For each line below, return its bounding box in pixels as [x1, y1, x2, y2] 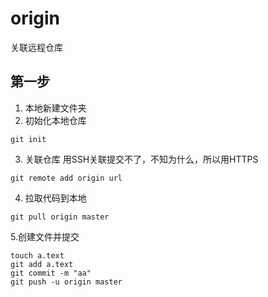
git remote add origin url [10, 173, 123, 183]
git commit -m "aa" [10, 268, 92, 278]
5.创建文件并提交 [10, 230, 80, 242]
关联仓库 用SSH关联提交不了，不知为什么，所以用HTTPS [24, 153, 259, 165]
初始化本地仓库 [24, 114, 87, 126]
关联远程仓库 [10, 41, 63, 53]
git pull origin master [10, 212, 110, 222]
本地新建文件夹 [24, 102, 87, 114]
